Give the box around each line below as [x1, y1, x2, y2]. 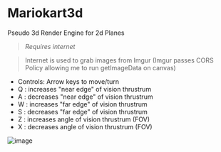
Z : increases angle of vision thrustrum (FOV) [17, 115, 150, 124]
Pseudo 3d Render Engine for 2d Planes [7, 28, 125, 37]
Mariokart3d [7, 5, 83, 21]
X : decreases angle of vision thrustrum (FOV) [17, 122, 153, 131]
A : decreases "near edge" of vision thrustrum [17, 92, 153, 101]
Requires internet [24, 42, 76, 50]
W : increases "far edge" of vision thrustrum [17, 99, 148, 108]
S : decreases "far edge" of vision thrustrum [17, 107, 148, 116]
